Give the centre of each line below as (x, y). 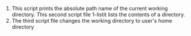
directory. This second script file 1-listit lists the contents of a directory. (98, 15)
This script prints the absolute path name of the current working (90, 8)
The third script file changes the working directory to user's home (92, 21)
